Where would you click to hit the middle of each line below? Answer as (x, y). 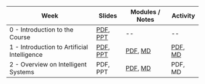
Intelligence (26, 55)
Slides (108, 16)
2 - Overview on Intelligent (48, 64)
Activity (183, 16)
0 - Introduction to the (41, 30)
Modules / (145, 12)
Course (20, 37)
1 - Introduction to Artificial (49, 47)
